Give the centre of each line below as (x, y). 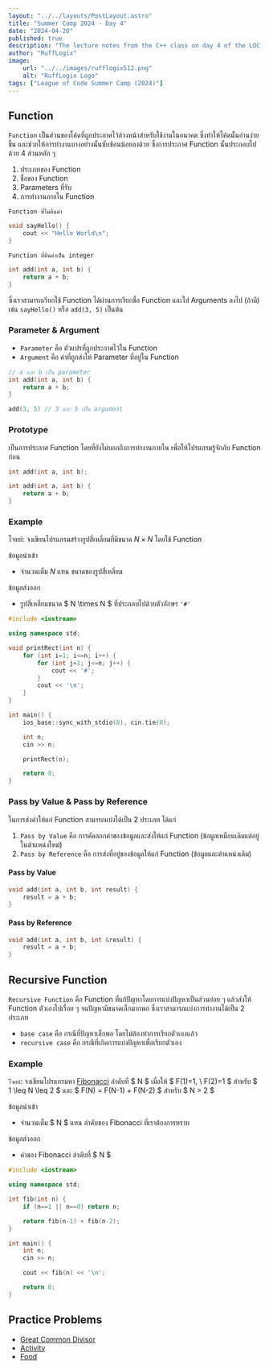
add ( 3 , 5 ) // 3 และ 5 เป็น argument (65, 409)
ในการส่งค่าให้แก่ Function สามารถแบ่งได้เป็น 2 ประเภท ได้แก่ (92, 819)
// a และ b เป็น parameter (49, 372)
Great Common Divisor (58, 1339)
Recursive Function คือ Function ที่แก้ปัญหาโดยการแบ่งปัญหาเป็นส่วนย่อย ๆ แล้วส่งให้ (130, 999)
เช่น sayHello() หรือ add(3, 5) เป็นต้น (66, 309)
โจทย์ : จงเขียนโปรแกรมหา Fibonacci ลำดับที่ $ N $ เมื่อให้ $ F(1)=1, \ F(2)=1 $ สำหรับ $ (133, 1082)
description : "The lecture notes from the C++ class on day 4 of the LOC (134, 46)
